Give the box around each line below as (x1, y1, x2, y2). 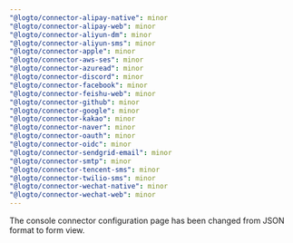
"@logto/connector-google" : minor (9, 106, 141, 115)
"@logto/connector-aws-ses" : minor (9, 55, 144, 64)
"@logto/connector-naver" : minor (9, 123, 136, 132)
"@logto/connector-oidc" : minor (9, 140, 132, 149)
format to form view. (9, 225, 85, 236)
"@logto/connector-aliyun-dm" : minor (9, 30, 152, 39)
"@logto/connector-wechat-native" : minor (9, 182, 169, 191)
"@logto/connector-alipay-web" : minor (9, 22, 156, 31)
